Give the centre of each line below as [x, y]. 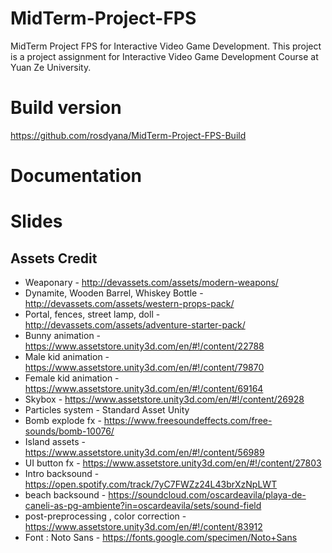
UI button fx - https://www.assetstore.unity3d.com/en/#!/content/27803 [173, 463]
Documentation [76, 176]
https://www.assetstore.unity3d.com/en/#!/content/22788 [144, 346]
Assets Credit [54, 258]
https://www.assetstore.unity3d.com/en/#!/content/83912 [143, 527]
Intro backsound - [62, 474]
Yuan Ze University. [51, 67]
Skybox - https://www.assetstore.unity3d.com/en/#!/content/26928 [164, 399]
